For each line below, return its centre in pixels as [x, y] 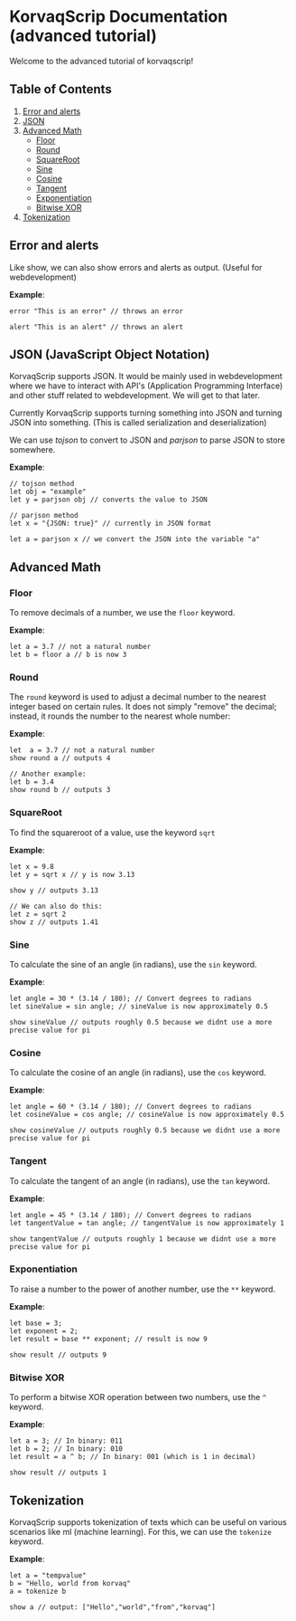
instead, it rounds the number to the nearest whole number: [120, 716]
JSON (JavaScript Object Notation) [110, 354]
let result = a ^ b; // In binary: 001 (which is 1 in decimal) [133, 1457]
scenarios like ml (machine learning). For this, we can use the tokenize [141, 1531]
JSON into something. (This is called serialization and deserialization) [139, 423]
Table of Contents [61, 89]
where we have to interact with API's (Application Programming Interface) [146, 386]
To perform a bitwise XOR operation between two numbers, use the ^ [138, 1397]
